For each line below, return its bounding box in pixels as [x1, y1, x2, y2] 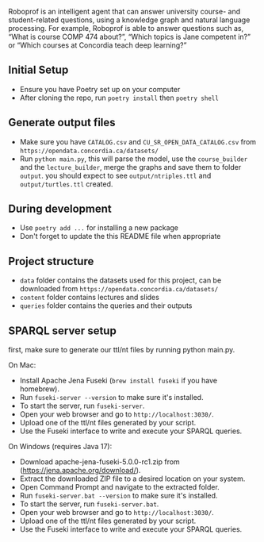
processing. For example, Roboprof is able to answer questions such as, [8, 24, 244, 33]
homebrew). [19, 384, 60, 394]
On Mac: [8, 360, 36, 370]
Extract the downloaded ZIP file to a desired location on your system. [19, 474, 246, 483]
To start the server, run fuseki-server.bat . [19, 499, 159, 509]
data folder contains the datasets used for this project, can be [19, 275, 222, 285]
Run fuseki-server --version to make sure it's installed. [19, 393, 204, 402]
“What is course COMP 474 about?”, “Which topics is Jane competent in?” [8, 32, 251, 41]
